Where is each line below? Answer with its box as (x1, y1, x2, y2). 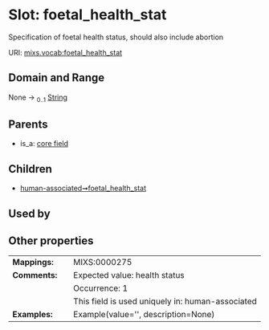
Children (8, 162, 52, 176)
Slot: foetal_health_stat (8, 6, 167, 24)
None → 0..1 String (8, 92, 68, 104)
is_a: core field (19, 139, 69, 149)
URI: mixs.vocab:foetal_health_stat (8, 47, 123, 57)
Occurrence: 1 (73, 283, 128, 294)
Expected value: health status (73, 270, 185, 281)
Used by (8, 206, 51, 220)
